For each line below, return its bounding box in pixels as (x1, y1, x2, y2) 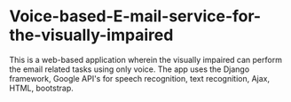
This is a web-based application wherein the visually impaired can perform (9, 54, 282, 65)
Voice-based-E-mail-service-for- (9, 6, 262, 27)
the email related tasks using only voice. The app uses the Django (9, 64, 250, 75)
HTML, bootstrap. (9, 82, 74, 93)
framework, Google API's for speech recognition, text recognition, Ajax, (9, 73, 271, 83)
